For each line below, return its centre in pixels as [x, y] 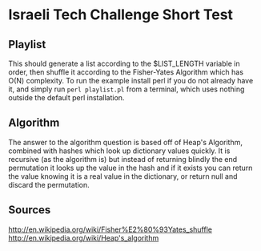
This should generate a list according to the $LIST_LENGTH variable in [124, 63]
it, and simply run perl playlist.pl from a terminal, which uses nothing [126, 89]
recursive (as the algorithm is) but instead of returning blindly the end [123, 159]
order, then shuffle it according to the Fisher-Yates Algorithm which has [126, 72]
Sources [30, 210]
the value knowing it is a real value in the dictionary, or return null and [123, 176]
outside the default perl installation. [66, 97]
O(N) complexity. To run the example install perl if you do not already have [131, 81]
